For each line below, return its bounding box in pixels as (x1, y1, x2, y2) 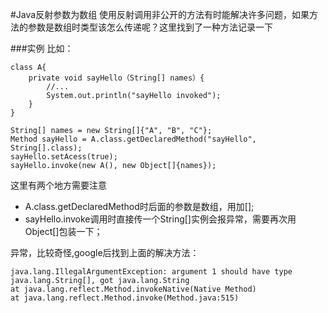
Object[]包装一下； (24, 226, 103, 237)
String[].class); (10, 143, 83, 153)
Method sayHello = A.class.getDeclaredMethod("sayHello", (10, 134, 257, 144)
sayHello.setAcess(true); (10, 152, 118, 162)
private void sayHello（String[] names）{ (28, 73, 205, 83)
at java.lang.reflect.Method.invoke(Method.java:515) (10, 293, 240, 303)
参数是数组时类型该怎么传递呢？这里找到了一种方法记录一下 (27, 21, 273, 33)
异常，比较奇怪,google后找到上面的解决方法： (10, 247, 200, 258)
